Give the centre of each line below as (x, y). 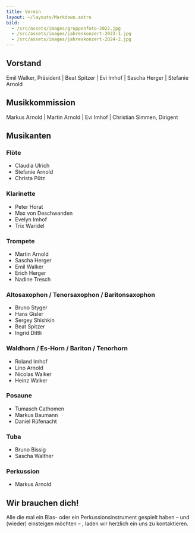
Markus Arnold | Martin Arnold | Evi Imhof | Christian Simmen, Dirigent (92, 117)
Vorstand (24, 63)
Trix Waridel (29, 225)
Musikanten (29, 136)
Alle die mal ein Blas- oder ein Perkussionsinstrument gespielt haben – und (98, 518)
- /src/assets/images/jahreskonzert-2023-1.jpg (72, 34)
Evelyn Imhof (31, 219)
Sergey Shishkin (34, 320)
